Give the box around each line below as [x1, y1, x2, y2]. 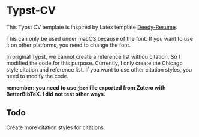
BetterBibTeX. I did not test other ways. [6, 90, 106, 97]
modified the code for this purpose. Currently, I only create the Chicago [6, 59, 183, 67]
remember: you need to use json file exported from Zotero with [6, 84, 166, 91]
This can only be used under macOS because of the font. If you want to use [6, 35, 194, 42]
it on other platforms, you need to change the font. [6, 41, 131, 49]
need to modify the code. [6, 72, 69, 79]
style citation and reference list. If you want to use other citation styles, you [6, 65, 192, 73]
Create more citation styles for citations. [6, 124, 105, 131]
